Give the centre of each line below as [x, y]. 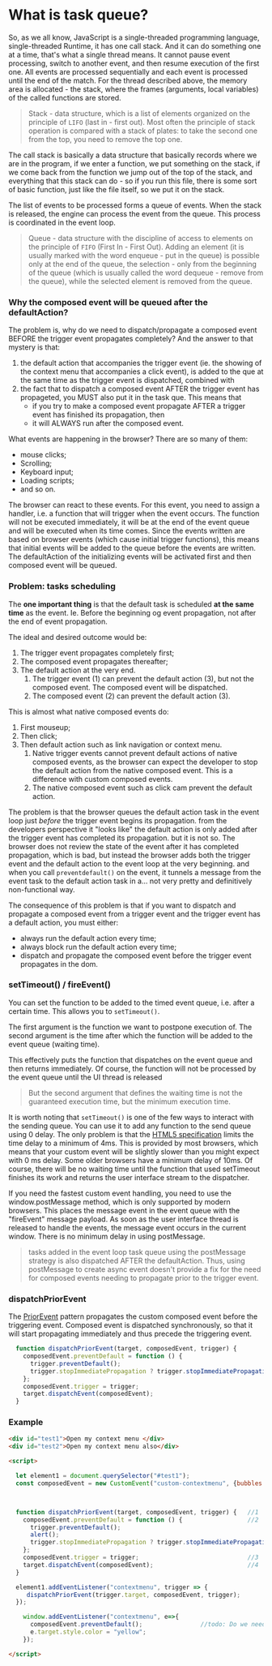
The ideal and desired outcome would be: [78, 637]
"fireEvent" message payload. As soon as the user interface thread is [123, 1219]
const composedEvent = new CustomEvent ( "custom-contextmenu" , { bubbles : [141, 1483]
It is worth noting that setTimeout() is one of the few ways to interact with [131, 1117]
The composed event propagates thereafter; [94, 661]
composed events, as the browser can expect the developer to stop [145, 762]
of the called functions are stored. [65, 97]
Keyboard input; [47, 472]
